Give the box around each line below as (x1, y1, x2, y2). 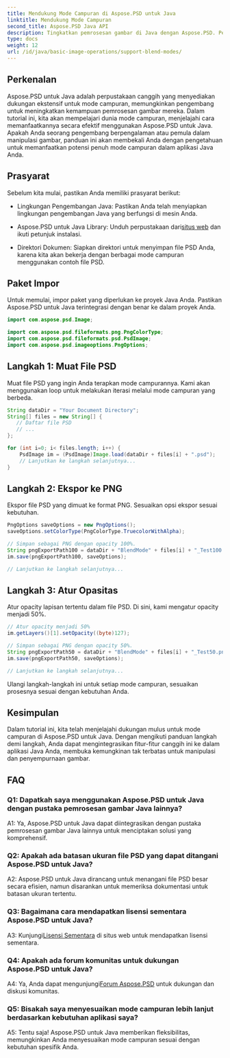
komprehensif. (7, 834, 48, 842)
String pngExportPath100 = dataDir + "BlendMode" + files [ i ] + (7, 547, 192, 554)
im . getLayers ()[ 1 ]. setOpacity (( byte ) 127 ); (7, 630, 130, 637)
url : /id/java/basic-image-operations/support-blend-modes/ (7, 49, 183, 56)
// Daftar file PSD (16, 420, 72, 427)
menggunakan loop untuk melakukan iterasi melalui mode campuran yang (7, 386, 216, 394)
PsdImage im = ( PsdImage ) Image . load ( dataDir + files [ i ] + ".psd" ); (19, 451, 216, 458)
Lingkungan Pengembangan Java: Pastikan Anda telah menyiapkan (16, 202, 207, 210)
